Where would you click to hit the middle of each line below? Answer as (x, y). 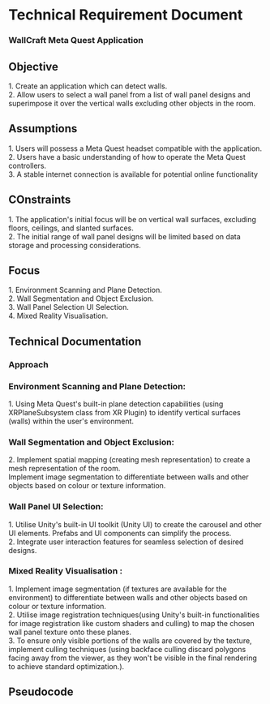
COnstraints (40, 200)
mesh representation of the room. (64, 469)
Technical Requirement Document (126, 15)
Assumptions (43, 129)
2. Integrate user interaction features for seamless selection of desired (126, 542)
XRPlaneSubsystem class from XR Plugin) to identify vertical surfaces (124, 412)
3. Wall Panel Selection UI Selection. (69, 307)
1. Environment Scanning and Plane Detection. (85, 290)
